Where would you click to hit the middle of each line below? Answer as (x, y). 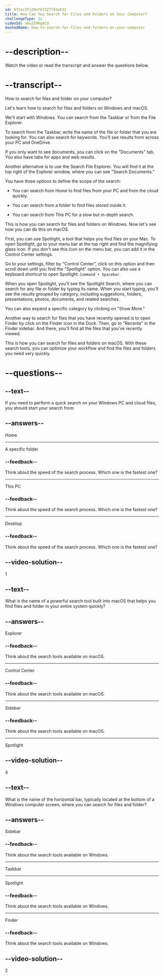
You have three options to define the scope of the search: (63, 181)
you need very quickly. (28, 353)
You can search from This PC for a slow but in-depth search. (73, 215)
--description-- (37, 52)
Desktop (13, 524)
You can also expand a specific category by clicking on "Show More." (75, 309)
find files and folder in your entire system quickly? (55, 606)
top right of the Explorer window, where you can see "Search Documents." (80, 172)
